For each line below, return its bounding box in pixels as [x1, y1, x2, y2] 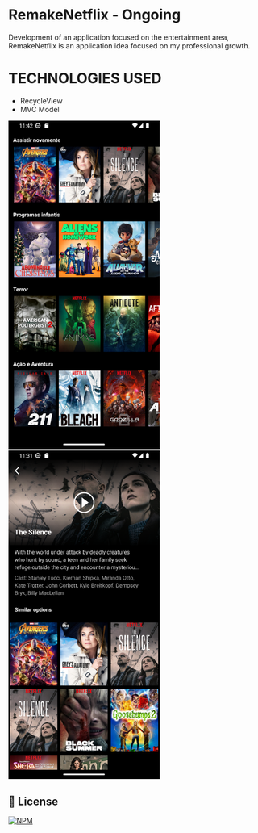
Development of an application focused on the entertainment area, [8, 32, 230, 42]
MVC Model [19, 104, 60, 114]
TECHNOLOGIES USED [8, 69, 162, 88]
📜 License [8, 794, 59, 808]
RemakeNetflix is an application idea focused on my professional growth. [8, 40, 251, 50]
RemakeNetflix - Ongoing [8, 6, 181, 24]
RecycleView [19, 95, 63, 106]
